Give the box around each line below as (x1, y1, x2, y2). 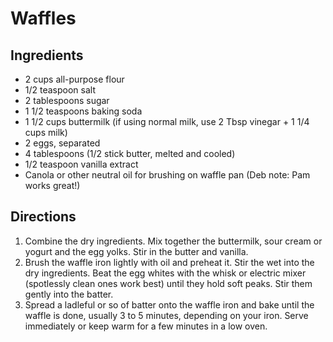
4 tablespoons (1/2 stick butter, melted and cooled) (24, 148, 236, 159)
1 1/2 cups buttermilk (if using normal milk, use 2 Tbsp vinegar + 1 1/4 (24, 116, 310, 127)
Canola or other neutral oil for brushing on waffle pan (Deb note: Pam (24, 169, 311, 181)
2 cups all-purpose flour (24, 73, 125, 85)
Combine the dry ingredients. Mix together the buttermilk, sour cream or (24, 235, 323, 247)
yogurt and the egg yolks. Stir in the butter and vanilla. (24, 245, 249, 257)
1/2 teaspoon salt (24, 84, 97, 96)
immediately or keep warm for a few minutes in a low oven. (24, 320, 268, 332)
